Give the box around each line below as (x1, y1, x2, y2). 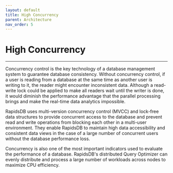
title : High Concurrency (5, 12, 59, 17)
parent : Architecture (5, 17, 52, 22)
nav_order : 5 (5, 22, 33, 27)
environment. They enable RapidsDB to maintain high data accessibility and (5, 125, 166, 131)
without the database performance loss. (5, 136, 90, 142)
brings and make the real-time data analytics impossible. (5, 99, 126, 105)
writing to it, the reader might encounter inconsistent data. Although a (5, 82, 153, 88)
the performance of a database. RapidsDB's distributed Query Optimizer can (5, 151, 168, 157)
